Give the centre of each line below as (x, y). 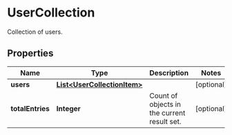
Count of (164, 96)
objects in (165, 104)
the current (167, 113)
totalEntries (30, 108)
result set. (165, 121)
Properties (30, 53)
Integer (68, 108)
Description (169, 72)
